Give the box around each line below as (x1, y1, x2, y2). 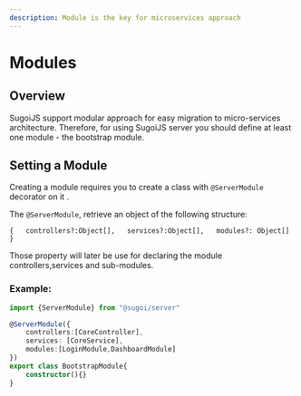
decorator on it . (9, 191, 70, 202)
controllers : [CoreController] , (25, 328, 144, 337)
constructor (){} (25, 370, 88, 379)
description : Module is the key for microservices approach (9, 13, 242, 23)
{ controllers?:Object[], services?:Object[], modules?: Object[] (9, 227, 290, 236)
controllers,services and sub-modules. (9, 260, 154, 271)
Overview (9, 88, 66, 104)
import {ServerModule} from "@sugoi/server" (9, 303, 180, 313)
